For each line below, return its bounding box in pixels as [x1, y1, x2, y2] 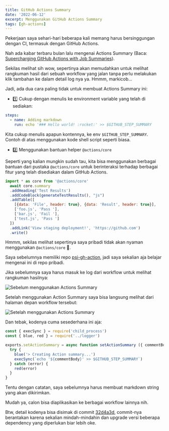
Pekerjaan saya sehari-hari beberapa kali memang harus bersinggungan [5, 35, 155, 41]
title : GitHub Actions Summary [5, 7, 71, 13]
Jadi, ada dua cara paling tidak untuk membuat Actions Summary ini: [5, 86, 148, 92]
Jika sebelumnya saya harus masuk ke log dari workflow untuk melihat [5, 270, 152, 276]
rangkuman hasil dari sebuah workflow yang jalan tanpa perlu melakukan [5, 71, 157, 77]
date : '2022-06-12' [5, 12, 46, 17]
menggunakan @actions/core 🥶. [5, 244, 71, 250]
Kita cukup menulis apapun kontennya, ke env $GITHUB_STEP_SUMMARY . [5, 131, 148, 137]
